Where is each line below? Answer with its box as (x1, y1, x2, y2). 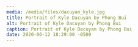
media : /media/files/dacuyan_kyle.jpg (6, 9, 105, 15)
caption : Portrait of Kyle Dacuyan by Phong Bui (6, 26, 133, 32)
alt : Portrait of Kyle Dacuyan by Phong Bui (6, 20, 122, 26)
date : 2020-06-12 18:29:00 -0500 (6, 32, 92, 38)
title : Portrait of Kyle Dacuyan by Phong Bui (6, 15, 127, 21)
